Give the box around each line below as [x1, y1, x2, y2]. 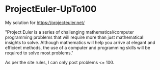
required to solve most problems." [5, 50, 74, 56]
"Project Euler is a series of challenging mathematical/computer [5, 29, 134, 35]
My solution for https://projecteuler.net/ [5, 20, 85, 25]
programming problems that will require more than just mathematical [5, 34, 144, 40]
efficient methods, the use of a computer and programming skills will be [5, 45, 151, 50]
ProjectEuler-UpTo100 [5, 3, 97, 15]
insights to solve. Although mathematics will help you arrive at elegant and [5, 39, 156, 45]
